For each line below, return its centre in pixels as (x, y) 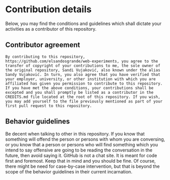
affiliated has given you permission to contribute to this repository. (84, 83)
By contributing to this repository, (45, 57)
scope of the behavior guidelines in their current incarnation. (69, 171)
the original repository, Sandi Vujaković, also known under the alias (83, 70)
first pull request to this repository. (49, 106)
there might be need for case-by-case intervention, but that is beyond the (82, 166)
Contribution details (48, 9)
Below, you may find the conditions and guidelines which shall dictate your (83, 23)
